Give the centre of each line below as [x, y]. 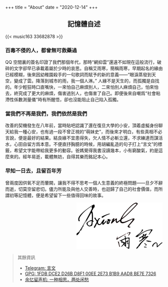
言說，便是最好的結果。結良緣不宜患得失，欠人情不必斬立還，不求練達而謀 [82, 138]
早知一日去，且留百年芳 [33, 171]
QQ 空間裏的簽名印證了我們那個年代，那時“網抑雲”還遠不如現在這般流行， [81, 62]
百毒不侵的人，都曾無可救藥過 [41, 50]
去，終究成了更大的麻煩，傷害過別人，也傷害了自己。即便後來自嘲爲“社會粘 [83, 93]
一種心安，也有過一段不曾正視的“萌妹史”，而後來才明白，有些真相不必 [90, 132]
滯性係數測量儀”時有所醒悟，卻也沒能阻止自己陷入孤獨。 [63, 100]
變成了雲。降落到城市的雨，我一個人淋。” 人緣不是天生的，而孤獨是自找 [87, 81]
